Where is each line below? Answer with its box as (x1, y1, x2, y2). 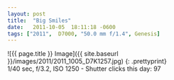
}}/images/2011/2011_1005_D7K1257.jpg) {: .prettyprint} (7, 57, 167, 66)
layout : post (7, 10, 46, 18)
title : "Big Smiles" (7, 17, 72, 24)
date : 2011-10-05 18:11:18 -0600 (7, 23, 116, 30)
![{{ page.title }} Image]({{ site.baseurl (7, 50, 119, 58)
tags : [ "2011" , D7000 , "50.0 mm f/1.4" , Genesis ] (7, 30, 161, 38)
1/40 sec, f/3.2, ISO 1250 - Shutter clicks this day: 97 (7, 64, 161, 73)
